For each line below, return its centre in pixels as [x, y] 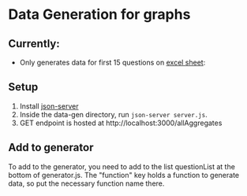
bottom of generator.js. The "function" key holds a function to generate [124, 175]
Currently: [34, 44]
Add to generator [51, 148]
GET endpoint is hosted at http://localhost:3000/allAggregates [121, 123]
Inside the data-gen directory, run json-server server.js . [113, 114]
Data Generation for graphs [99, 15]
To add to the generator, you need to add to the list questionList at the [122, 166]
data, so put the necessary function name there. [86, 183]
